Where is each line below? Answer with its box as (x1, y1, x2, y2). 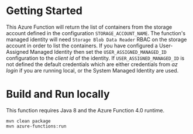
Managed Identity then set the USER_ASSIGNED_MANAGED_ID (30, 48, 167, 55)
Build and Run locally (6, 88, 110, 101)
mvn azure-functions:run (6, 123, 67, 129)
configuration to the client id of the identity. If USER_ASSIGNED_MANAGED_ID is (6, 54, 185, 61)
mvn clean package (6, 118, 51, 124)
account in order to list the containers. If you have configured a (6, 42, 158, 49)
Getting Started (6, 4, 83, 18)
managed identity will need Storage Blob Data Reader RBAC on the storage (6, 36, 187, 43)
